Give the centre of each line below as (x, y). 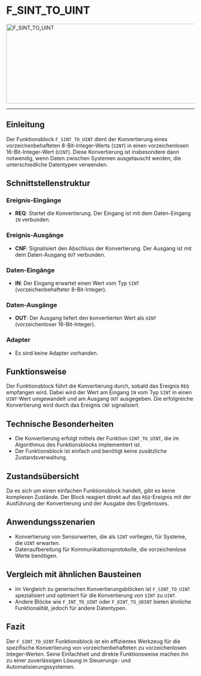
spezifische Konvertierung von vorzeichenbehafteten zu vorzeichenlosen (96, 647)
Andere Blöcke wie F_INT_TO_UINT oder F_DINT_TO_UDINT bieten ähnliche (103, 601)
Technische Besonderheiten (60, 424)
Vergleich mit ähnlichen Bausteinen (74, 575)
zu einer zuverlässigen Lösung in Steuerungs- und (68, 660)
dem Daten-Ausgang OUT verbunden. (60, 254)
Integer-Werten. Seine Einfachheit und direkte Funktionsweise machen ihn (98, 654)
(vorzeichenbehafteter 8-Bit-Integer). (61, 290)
